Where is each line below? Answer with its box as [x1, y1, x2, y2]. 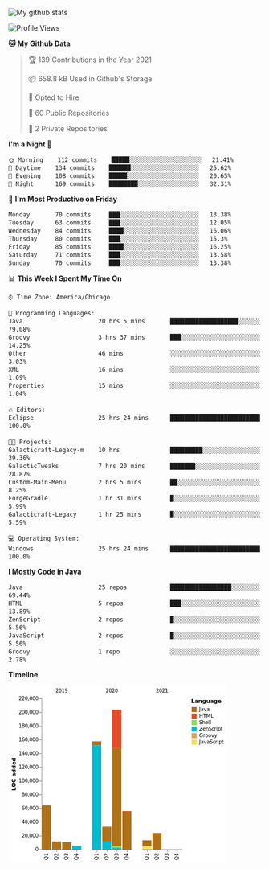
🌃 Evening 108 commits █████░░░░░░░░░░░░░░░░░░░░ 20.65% [8, 172, 231, 180]
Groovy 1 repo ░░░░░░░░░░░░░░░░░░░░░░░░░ [8, 648, 261, 656]
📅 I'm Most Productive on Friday [8, 194, 118, 204]
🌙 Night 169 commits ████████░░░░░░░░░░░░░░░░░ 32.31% [8, 180, 231, 188]
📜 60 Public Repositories [27, 109, 110, 117]
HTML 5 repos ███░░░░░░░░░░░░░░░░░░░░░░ [8, 599, 261, 607]
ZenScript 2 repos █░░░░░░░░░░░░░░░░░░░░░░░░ [8, 616, 261, 624]
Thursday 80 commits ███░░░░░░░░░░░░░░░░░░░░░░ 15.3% [8, 235, 228, 243]
